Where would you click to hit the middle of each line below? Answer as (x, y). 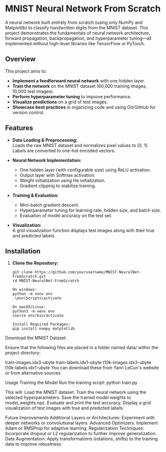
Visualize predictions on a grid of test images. (60, 102)
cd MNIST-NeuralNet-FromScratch (46, 281)
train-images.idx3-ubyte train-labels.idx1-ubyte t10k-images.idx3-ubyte (78, 363)
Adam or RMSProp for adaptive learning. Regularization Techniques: (75, 428)
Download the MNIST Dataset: (36, 338)
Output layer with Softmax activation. (57, 175)
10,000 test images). (33, 91)
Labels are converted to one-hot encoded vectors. (64, 151)
